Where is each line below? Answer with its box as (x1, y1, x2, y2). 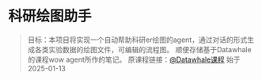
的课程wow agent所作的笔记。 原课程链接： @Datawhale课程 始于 (27, 55, 241, 64)
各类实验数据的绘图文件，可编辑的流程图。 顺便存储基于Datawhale (34, 44, 252, 54)
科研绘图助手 (8, 7, 93, 25)
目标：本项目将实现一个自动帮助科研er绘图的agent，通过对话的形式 (27, 35, 248, 44)
